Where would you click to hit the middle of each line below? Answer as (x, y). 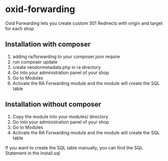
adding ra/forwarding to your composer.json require (66, 56)
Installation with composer (48, 45)
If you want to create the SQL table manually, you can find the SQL (74, 147)
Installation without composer (53, 104)
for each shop (20, 28)
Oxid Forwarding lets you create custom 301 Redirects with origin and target (84, 23)
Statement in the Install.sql (33, 153)
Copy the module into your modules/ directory (60, 116)
